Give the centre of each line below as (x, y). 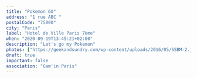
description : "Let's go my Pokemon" (51, 45)
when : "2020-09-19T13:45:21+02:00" (50, 39)
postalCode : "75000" (31, 22)
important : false (27, 60)
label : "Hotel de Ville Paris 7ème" (51, 33)
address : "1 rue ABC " (34, 17)
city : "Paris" (23, 28)
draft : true (21, 55)
